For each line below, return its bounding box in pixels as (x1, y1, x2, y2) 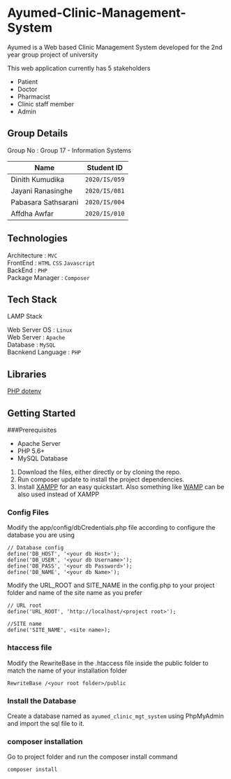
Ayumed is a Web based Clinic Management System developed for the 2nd (7, 43, 223, 51)
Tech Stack (7, 293, 57, 305)
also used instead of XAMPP (17, 490, 100, 498)
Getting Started (7, 407, 76, 419)
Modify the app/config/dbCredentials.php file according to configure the (7, 524, 216, 532)
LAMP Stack (7, 312, 43, 321)
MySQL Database (17, 454, 68, 463)
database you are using (7, 531, 75, 540)
